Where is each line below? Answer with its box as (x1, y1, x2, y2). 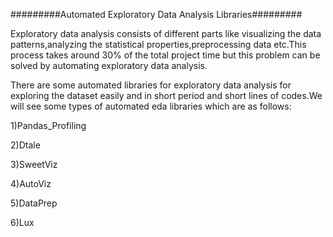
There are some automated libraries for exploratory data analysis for (10, 79, 292, 91)
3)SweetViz (10, 159, 58, 170)
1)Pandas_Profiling (10, 120, 87, 131)
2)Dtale (10, 139, 41, 151)
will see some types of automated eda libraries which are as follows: (10, 100, 292, 112)
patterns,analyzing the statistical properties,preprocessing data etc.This (10, 39, 307, 50)
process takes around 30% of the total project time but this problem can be (10, 49, 321, 61)
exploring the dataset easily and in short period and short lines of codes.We (10, 90, 323, 101)
